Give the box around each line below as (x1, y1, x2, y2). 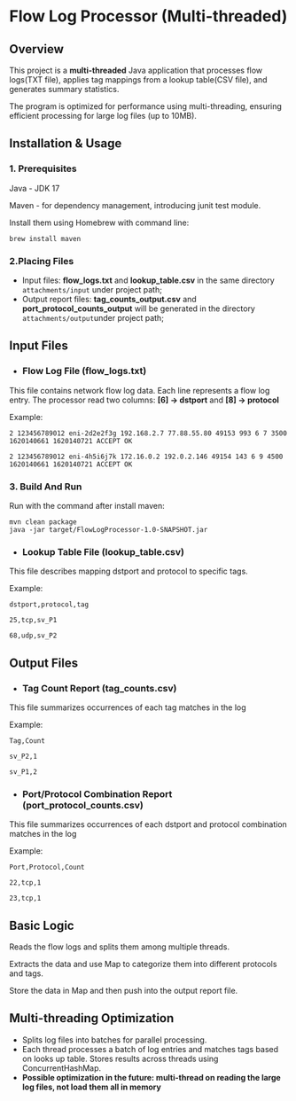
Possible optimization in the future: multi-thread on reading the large (21, 1072, 281, 1082)
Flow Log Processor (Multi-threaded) (9, 6, 288, 27)
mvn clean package (9, 517, 77, 527)
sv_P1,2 (9, 767, 38, 777)
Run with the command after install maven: (9, 500, 166, 511)
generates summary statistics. (9, 84, 120, 94)
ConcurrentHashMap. (21, 1062, 102, 1074)
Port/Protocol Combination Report (21, 787, 173, 800)
